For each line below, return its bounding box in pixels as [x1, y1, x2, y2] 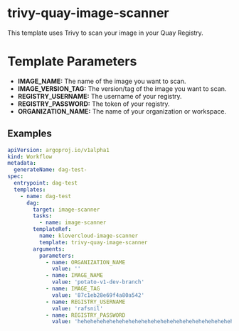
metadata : [7, 160, 37, 167]
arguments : [33, 245, 65, 253]
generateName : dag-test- [14, 166, 87, 173]
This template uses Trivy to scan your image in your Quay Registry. [7, 28, 204, 37]
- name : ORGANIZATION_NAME [45, 259, 126, 266]
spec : [7, 173, 23, 180]
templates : [14, 186, 46, 193]
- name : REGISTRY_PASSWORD [45, 311, 126, 319]
